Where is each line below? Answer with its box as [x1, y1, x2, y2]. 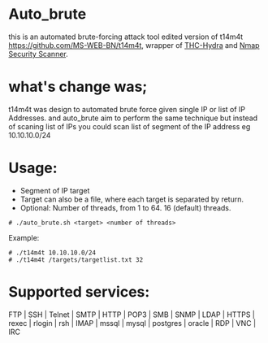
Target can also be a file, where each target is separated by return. [19, 194, 244, 204]
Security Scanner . [8, 49, 69, 59]
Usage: [8, 159, 58, 177]
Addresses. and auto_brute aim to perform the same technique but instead [8, 113, 258, 123]
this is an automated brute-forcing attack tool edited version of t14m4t [8, 32, 244, 41]
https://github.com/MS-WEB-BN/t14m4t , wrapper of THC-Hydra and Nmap [8, 40, 260, 50]
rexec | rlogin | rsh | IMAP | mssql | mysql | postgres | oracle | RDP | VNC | [8, 318, 257, 328]
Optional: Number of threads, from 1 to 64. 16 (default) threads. [19, 202, 231, 212]
